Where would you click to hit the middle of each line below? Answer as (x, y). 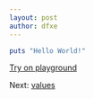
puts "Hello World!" (48, 50)
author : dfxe (34, 26)
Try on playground (43, 67)
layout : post (34, 18)
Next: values (32, 85)
